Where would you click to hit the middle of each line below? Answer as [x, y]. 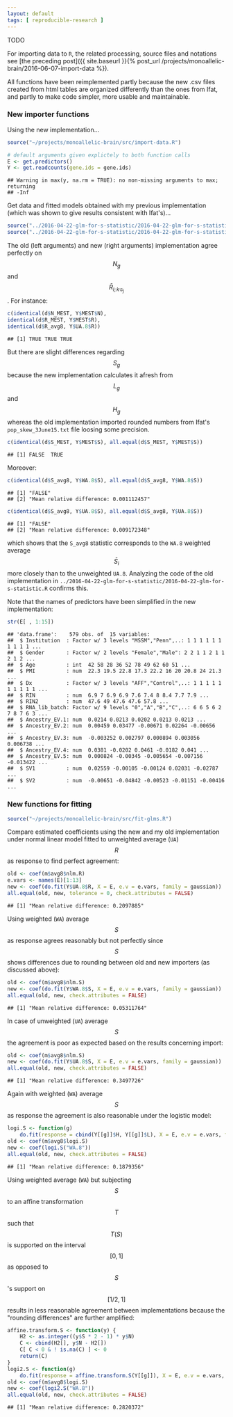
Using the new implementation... [53, 129]
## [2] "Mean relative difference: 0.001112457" [79, 499]
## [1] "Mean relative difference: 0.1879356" [76, 1166]
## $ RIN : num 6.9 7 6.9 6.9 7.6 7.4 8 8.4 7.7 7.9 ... [108, 696]
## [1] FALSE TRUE [35, 454]
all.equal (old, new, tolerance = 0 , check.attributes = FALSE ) [101, 894]
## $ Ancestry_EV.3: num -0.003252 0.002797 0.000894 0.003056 [103, 738]
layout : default [31, 14]
